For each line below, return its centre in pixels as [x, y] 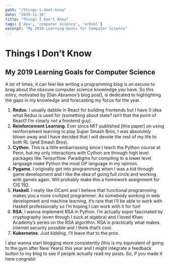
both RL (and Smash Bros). [41, 142]
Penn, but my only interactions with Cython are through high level [80, 153]
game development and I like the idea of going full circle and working [84, 174]
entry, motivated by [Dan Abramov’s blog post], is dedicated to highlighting [83, 95]
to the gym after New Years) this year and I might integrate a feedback [78, 248]
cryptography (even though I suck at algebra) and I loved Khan [77, 217]
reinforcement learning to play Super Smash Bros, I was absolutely [82, 131]
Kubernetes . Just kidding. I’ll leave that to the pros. [66, 233]
